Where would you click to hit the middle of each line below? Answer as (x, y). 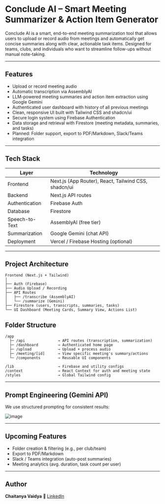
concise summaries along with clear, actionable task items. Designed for (78, 43)
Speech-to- (22, 219)
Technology (104, 173)
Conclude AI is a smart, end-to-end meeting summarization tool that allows (81, 33)
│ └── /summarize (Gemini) (35, 301)
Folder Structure (31, 325)
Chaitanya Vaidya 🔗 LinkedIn (35, 496)
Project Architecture (37, 264)
